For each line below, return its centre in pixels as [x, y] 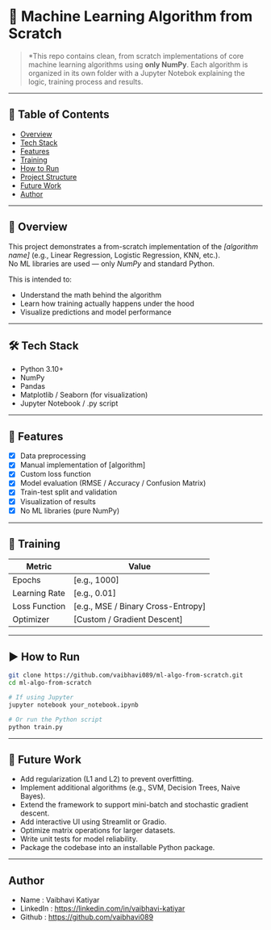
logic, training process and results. [85, 81]
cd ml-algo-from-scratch [50, 683]
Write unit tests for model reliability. [79, 839]
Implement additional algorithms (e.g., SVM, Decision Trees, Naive [130, 788]
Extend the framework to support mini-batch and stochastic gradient [134, 805]
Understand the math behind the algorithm [91, 294]
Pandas [33, 386]
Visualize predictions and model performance [96, 312]
